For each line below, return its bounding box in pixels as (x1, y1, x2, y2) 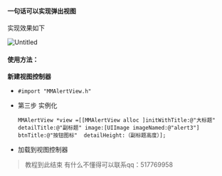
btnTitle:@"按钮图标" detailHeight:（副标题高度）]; (17, 132, 166, 139)
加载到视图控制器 (17, 145, 68, 154)
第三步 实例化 (17, 101, 58, 110)
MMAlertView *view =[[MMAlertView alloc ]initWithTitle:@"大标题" (17, 117, 216, 124)
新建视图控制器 (7, 72, 51, 81)
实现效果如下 (7, 24, 45, 32)
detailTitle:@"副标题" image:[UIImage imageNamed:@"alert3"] (17, 125, 200, 132)
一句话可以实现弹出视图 (7, 6, 76, 15)
